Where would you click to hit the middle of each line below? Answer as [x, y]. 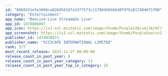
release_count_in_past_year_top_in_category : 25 [57, 65]
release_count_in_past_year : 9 [38, 56]
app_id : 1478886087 [25, 24]
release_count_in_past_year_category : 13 [49, 61]
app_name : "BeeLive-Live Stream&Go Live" [49, 19]
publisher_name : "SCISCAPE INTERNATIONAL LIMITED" [59, 42]
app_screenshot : [22, 33]
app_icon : [15, 28]
